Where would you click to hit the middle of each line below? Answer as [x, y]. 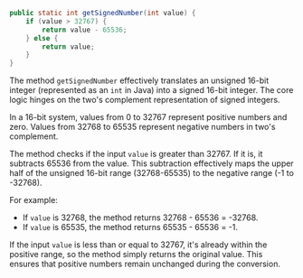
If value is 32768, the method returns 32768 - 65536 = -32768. [140, 218]
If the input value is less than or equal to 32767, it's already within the [138, 245]
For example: [34, 200]
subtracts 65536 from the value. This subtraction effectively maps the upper [151, 163]
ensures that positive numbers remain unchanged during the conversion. [145, 264]
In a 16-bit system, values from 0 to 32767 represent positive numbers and [148, 117]
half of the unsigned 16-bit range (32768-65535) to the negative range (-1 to [151, 173]
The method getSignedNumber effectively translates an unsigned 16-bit [139, 80]
